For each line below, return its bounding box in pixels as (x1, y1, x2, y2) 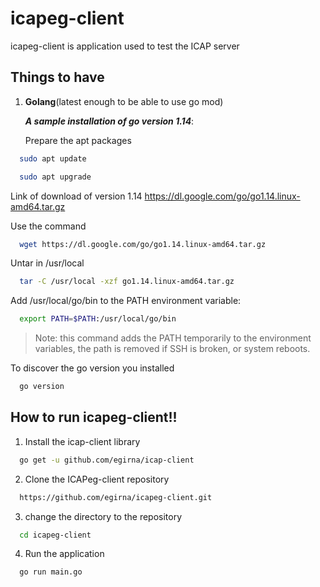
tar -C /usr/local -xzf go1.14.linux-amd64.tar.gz (19, 277, 235, 287)
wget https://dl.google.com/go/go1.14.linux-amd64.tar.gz (19, 239, 267, 249)
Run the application (24, 548, 105, 560)
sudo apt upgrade (19, 172, 92, 182)
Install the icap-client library (24, 435, 141, 447)
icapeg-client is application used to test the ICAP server (10, 40, 240, 52)
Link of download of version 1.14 (10, 190, 143, 202)
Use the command (10, 220, 87, 232)
